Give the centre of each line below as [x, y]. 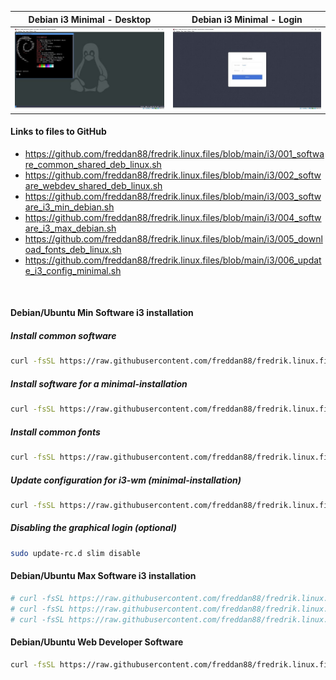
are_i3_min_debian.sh [69, 207]
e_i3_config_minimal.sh [73, 270]
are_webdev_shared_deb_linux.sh [93, 185]
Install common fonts [55, 432]
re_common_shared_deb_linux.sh [93, 164]
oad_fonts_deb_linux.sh [73, 249]
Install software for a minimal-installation [99, 383]
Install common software [63, 335]
